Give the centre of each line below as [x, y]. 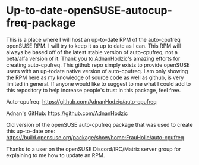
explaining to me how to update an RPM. [56, 155]
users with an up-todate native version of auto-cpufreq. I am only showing [97, 71]
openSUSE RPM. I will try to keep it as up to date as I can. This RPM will [94, 46]
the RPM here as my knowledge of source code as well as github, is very [95, 77]
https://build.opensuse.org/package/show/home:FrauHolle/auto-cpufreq [95, 137]
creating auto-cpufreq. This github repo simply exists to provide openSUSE [98, 65]
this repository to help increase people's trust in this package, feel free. [94, 90]
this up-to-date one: [31, 131]
